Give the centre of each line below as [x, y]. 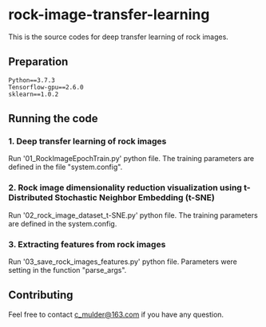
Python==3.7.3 [32, 80]
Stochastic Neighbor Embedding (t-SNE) [135, 198]
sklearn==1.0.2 [34, 94]
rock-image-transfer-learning [109, 15]
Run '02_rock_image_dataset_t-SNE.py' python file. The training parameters [133, 215]
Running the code [53, 118]
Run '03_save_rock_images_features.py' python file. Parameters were [123, 262]
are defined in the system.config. [63, 223]
